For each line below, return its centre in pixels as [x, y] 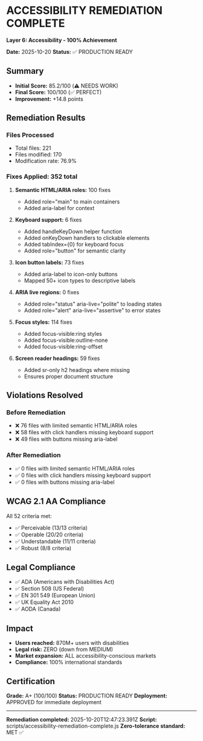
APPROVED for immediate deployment [54, 702]
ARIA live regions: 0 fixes [47, 292]
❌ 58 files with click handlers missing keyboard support [84, 432]
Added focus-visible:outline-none [66, 340]
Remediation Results [46, 118]
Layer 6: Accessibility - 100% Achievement [62, 40]
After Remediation [34, 455]
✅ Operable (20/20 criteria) [49, 534]
